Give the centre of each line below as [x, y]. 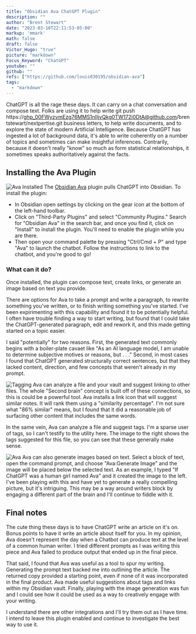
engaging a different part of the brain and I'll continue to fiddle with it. [90, 494]
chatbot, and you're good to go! [53, 254]
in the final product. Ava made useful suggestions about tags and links [91, 582]
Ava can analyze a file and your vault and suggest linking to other [111, 384]
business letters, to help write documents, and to [122, 123]
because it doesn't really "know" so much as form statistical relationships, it [97, 148]
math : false [20, 39]
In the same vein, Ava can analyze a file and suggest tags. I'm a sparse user [97, 427]
